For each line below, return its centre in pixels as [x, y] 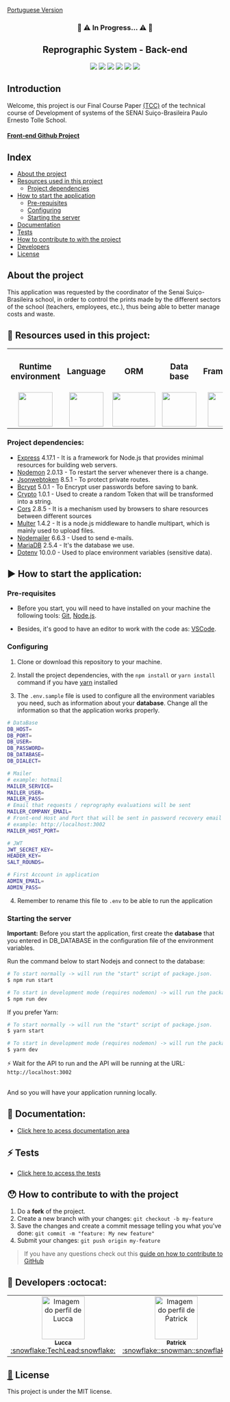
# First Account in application [53, 875]
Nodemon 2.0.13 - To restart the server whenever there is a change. [113, 472]
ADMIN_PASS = [24, 887]
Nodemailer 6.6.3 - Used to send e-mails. [75, 537]
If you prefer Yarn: [33, 1012]
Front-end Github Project [43, 136]
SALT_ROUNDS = [26, 863]
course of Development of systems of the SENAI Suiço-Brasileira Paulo [107, 113]
